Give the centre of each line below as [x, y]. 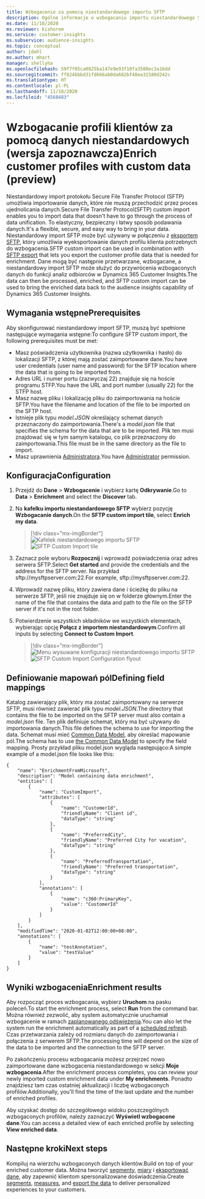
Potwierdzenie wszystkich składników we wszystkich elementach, [98, 621]
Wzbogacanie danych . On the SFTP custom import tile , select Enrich [103, 515]
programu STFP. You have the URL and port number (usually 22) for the [104, 385]
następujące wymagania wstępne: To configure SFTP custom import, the [97, 334]
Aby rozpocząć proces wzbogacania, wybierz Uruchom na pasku [89, 1002]
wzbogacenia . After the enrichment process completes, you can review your [102, 1072]
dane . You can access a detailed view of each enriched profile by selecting [100, 1123]
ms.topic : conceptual [34, 46]
